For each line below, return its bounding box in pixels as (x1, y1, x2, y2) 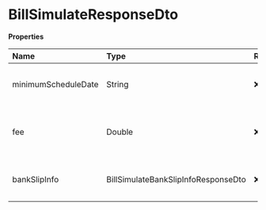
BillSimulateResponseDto (8, 6, 179, 24)
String (106, 78, 129, 90)
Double (106, 126, 133, 137)
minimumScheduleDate (12, 78, 99, 90)
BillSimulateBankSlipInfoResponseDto (106, 174, 247, 185)
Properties (8, 32, 44, 41)
